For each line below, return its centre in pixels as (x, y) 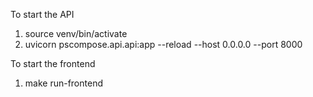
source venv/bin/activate (76, 33)
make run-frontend (63, 83)
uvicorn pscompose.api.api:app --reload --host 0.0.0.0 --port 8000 (163, 44)
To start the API (42, 14)
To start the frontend (53, 63)
